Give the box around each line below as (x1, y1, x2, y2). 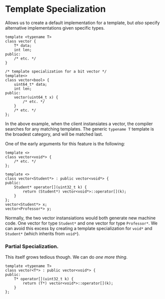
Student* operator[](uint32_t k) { (14, 185, 87, 190)
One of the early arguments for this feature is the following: (5, 140, 126, 146)
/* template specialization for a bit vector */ (5, 69, 107, 74)
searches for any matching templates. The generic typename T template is (5, 126, 154, 132)
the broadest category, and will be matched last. (5, 131, 103, 137)
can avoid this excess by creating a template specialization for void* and (5, 225, 153, 231)
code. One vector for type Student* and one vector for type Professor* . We (5, 220, 158, 226)
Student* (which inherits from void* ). (5, 231, 80, 236)
